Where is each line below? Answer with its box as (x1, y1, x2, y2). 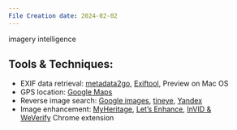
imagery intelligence (8, 34, 77, 44)
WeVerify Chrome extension (19, 113, 114, 123)
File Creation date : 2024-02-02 (8, 11, 118, 20)
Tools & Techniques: (8, 57, 114, 71)
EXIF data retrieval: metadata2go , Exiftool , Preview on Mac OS (19, 78, 229, 89)
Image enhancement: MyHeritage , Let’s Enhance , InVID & (19, 104, 212, 114)
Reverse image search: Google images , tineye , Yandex (19, 96, 203, 106)
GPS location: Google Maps (19, 87, 113, 97)
